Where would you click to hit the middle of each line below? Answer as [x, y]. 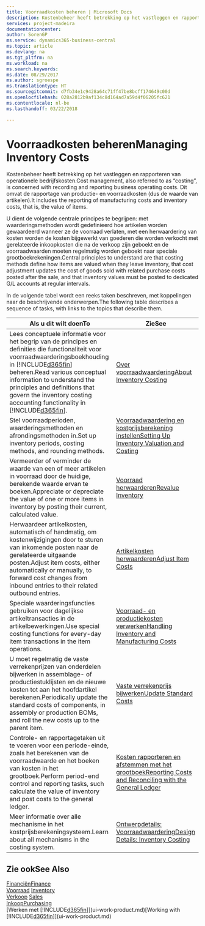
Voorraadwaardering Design [156, 832]
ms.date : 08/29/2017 [33, 75]
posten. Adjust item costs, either [55, 562]
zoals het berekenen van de [49, 753]
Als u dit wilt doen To [60, 324]
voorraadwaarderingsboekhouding [59, 357]
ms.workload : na [27, 63]
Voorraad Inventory [31, 891]
